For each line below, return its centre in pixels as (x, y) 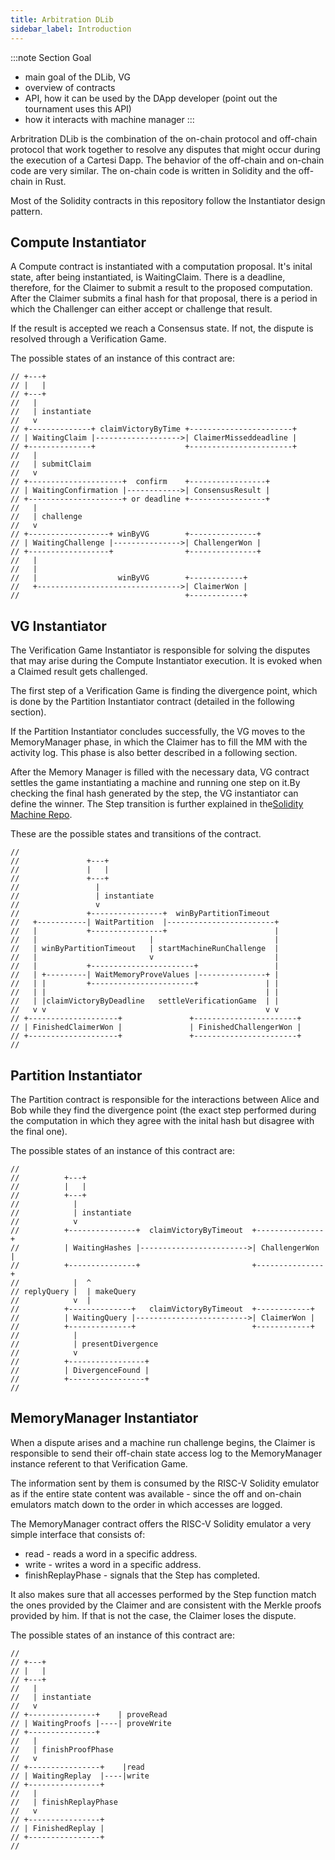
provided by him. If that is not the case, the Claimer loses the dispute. (153, 1615)
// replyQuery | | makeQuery (73, 1291)
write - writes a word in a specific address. (113, 1564)
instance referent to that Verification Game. (99, 1463)
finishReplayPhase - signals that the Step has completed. (142, 1575)
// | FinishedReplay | (57, 1828)
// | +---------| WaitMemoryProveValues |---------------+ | (145, 975)
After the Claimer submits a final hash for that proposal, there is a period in (164, 298)
